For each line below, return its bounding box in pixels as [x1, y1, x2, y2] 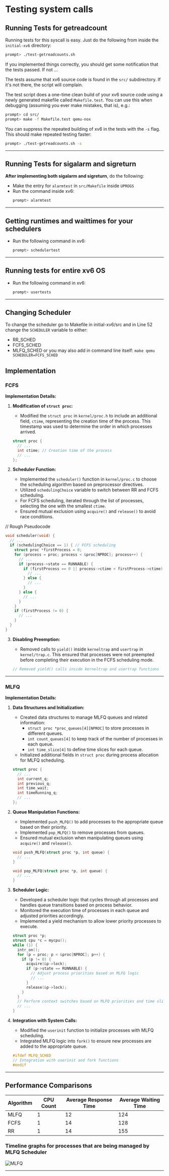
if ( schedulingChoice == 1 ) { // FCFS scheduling [10, 543, 116, 548]
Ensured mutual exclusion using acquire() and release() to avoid [20, 508, 156, 514]
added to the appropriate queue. [20, 1043, 88, 1049]
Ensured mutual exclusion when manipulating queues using [20, 834, 143, 841]
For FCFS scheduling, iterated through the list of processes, [20, 498, 144, 504]
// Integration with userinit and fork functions [12, 1057, 119, 1063]
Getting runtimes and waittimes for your [5, 217, 133, 225]
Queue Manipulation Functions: [12, 809, 80, 815]
